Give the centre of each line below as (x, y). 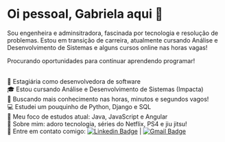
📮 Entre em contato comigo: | (74, 131)
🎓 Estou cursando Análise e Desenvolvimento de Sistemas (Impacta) (105, 89)
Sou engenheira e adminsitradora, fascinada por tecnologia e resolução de (113, 33)
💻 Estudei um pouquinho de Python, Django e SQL (79, 106)
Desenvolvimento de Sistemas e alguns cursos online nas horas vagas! (107, 47)
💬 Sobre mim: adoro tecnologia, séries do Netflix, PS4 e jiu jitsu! (97, 123)
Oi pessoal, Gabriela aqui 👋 (85, 14)
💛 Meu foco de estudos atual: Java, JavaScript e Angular (87, 117)
